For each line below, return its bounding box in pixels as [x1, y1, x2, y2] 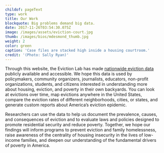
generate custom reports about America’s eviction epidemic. [5, 102, 127, 108]
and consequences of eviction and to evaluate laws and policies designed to [5, 116, 160, 122]
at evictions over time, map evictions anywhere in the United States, [5, 92, 142, 97]
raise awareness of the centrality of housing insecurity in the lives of [5, 132, 143, 138]
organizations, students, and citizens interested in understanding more [5, 81, 148, 87]
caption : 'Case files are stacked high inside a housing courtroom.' [5, 48, 150, 53]
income [5, 137, 21, 143]
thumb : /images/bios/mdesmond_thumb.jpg [5, 35, 89, 39]
